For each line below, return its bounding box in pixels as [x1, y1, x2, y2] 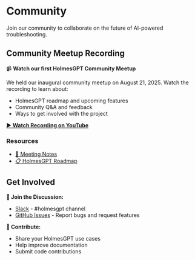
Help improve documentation [15, 241, 88, 248]
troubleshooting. [6, 30, 47, 38]
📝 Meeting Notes [15, 150, 58, 158]
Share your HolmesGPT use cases [15, 235, 101, 242]
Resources [6, 136, 39, 145]
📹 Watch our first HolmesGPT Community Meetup [6, 65, 136, 72]
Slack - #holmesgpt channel [15, 205, 86, 212]
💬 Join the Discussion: [6, 193, 64, 201]
